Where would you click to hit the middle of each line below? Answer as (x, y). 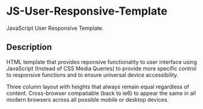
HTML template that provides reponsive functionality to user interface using (102, 62)
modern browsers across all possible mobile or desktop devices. (88, 99)
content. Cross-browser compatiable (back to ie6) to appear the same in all (101, 93)
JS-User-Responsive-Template (87, 11)
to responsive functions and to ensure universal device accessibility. (92, 75)
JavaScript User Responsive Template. (55, 28)
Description (29, 47)
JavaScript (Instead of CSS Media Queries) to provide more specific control (102, 68)
